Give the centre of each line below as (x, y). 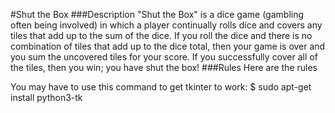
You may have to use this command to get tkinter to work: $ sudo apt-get (161, 87)
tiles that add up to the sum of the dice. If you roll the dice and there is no (161, 35)
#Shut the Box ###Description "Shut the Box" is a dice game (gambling (157, 14)
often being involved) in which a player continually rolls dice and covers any (166, 25)
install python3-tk (46, 97)
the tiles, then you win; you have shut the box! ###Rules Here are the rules (164, 67)
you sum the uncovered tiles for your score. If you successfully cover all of (164, 57)
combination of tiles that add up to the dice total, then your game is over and (168, 46)
